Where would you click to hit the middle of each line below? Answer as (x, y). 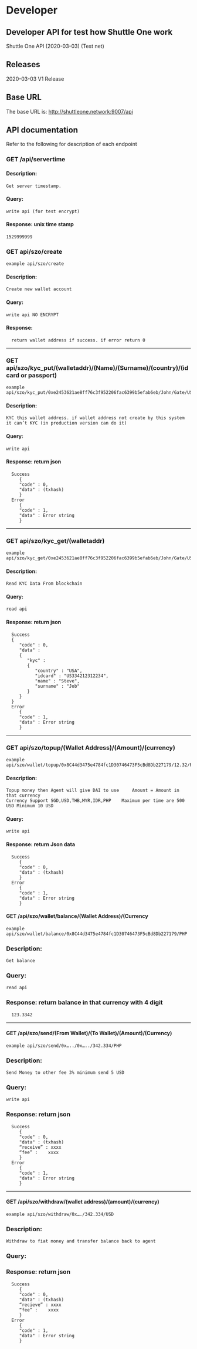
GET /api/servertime (36, 160)
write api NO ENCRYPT (33, 315)
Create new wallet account (39, 289)
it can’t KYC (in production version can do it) (67, 423)
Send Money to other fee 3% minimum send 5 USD (65, 1073)
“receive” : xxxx (40, 1147)
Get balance (21, 961)
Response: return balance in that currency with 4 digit (84, 1003)
